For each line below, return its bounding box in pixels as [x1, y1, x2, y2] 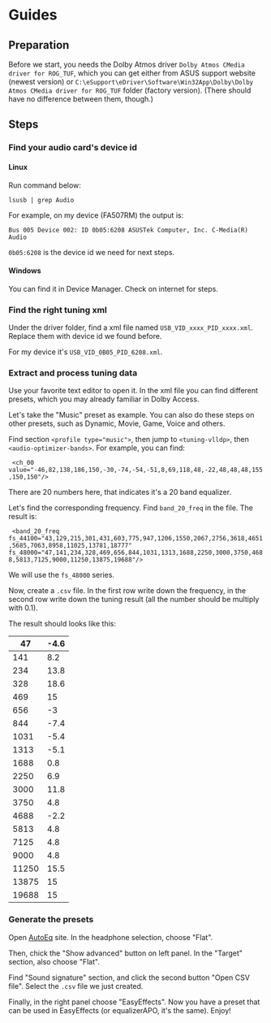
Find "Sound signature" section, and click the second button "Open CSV [8, 973, 250, 982]
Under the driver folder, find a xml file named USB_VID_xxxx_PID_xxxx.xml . [8, 323, 254, 332]
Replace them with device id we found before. [8, 332, 162, 341]
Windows [8, 266, 41, 275]
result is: [8, 512, 37, 522]
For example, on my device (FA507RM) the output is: [8, 210, 184, 220]
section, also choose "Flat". [8, 956, 100, 966]
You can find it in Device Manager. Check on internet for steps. [8, 284, 219, 293]
